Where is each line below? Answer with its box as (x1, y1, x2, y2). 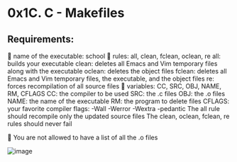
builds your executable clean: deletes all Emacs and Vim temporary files (7, 59, 218, 68)
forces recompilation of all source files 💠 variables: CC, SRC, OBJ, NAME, (7, 82, 222, 90)
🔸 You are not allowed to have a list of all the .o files (7, 133, 158, 141)
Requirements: (7, 33, 75, 45)
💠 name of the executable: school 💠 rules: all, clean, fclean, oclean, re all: (7, 52, 221, 60)
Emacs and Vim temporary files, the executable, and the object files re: (7, 74, 215, 83)
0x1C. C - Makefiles (7, 5, 125, 21)
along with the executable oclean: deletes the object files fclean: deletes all (7, 67, 227, 75)
